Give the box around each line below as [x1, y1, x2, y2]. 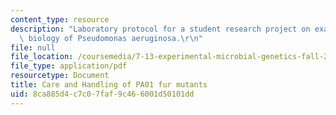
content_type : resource [10, 14, 110, 25]
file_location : [10, 52, 74, 62]
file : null [10, 42, 56, 53]
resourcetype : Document [10, 71, 110, 81]
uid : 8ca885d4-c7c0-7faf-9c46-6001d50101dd [10, 89, 195, 99]
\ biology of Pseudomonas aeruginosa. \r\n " [19, 33, 203, 43]
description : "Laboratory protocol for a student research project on [10, 24, 311, 34]
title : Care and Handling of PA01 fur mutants [10, 80, 208, 90]
